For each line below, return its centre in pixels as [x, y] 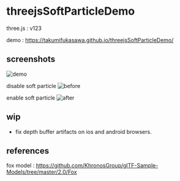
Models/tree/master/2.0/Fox [42, 172]
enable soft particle [31, 98]
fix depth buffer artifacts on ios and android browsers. [83, 131]
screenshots [31, 59]
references [28, 151]
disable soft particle [31, 86]
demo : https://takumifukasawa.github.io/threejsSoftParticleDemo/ [90, 40]
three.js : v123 [24, 28]
